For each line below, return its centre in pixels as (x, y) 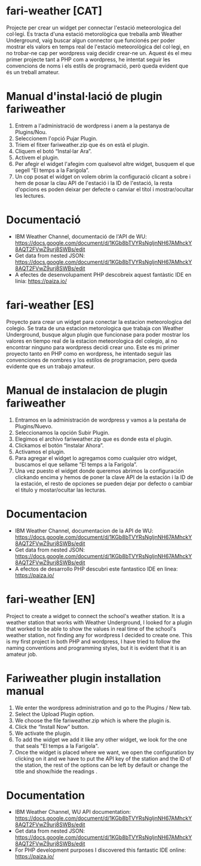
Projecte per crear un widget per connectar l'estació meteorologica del (94, 28)
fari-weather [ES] (50, 305)
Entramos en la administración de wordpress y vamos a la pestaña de (100, 420)
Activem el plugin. (37, 158)
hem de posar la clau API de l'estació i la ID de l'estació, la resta (93, 183)
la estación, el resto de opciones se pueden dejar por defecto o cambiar (104, 483)
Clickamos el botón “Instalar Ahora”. (59, 445)
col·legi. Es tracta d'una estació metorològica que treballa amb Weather (94, 34)
